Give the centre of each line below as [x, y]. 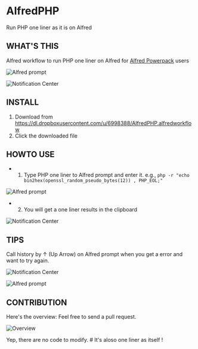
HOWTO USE [30, 154]
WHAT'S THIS [33, 46]
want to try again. [28, 261]
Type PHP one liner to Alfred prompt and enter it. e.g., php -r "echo [106, 175]
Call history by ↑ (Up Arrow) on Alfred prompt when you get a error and [95, 254]
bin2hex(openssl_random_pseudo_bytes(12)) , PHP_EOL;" [93, 181]
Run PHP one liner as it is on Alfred [49, 27]
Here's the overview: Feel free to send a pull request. [71, 317]
